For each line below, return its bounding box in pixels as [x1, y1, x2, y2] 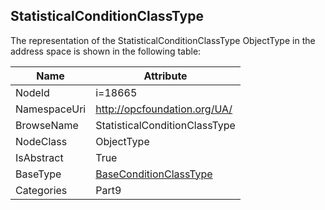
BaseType [15, 167, 62, 181]
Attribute [143, 69, 188, 83]
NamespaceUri [15, 102, 87, 116]
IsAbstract [15, 150, 64, 164]
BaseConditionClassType [95, 167, 213, 181]
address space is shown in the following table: [10, 45, 202, 57]
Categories [15, 183, 68, 197]
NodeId [15, 85, 50, 99]
